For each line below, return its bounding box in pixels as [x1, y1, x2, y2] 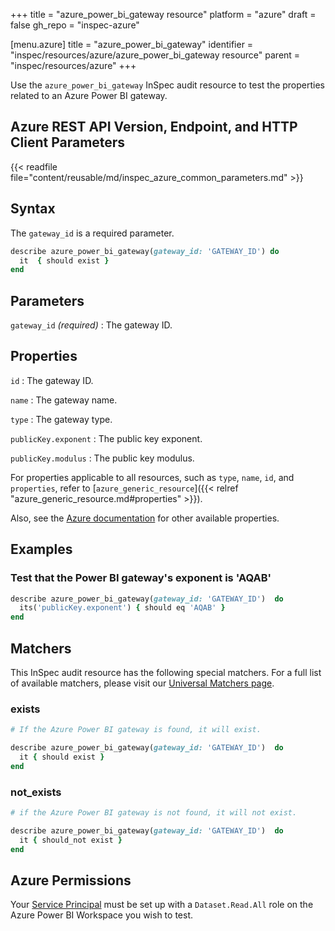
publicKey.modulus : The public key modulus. [10, 452, 195, 464]
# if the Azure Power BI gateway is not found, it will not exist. [10, 808, 298, 818]
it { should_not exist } [19, 835, 123, 845]
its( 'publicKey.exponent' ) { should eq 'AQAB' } [19, 603, 226, 613]
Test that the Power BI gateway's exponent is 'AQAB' [10, 571, 272, 585]
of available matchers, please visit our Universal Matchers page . [10, 677, 275, 689]
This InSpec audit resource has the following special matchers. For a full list [10, 667, 322, 678]
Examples [10, 541, 73, 558]
